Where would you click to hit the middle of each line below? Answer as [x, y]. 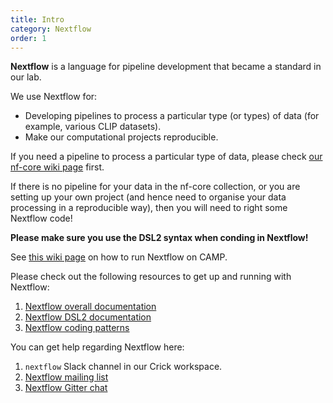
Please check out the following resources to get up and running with [151, 277]
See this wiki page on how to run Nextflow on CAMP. [119, 257]
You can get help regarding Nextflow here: [97, 347]
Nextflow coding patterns [77, 328]
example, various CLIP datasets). [93, 127]
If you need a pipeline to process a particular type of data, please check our [166, 157]
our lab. [26, 77]
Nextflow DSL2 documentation [88, 317]
